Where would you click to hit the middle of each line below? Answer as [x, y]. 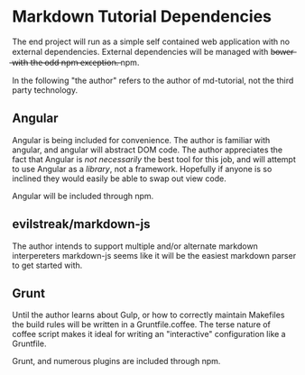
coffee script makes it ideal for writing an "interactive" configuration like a [149, 334]
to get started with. [47, 265]
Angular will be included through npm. [83, 196]
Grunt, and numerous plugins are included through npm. [116, 361]
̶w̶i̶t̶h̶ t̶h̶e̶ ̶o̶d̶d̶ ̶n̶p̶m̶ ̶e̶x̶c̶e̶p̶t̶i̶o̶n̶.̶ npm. [76, 62]
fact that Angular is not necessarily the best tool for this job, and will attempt [154, 159]
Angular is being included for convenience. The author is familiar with [141, 140]
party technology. [45, 90]
